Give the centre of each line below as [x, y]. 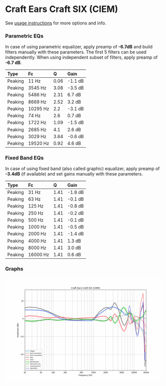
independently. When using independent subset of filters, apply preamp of [82, 57]
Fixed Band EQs [24, 158]
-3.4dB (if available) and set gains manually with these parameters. [74, 174]
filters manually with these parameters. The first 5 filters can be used [76, 52]
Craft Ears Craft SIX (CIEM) [62, 9]
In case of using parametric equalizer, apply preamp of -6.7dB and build [79, 47]
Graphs [14, 269]
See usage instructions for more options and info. [56, 23]
